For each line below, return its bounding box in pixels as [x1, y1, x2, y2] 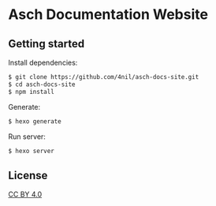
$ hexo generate [8, 117, 61, 125]
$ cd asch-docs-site [8, 81, 76, 88]
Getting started [8, 37, 85, 51]
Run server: [8, 132, 46, 141]
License [8, 168, 48, 182]
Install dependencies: [8, 58, 78, 67]
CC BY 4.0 [8, 189, 43, 199]
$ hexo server [8, 147, 55, 155]
